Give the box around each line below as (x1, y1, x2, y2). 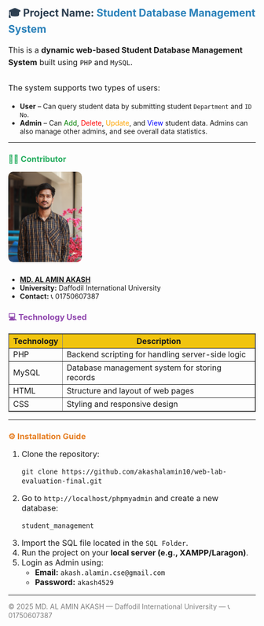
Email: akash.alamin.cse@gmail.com (35, 567, 166, 578)
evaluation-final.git (21, 477, 102, 485)
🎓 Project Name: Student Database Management (8, 6, 256, 20)
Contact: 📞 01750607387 (19, 291, 100, 301)
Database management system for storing (66, 362, 222, 373)
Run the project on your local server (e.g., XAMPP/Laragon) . (21, 547, 249, 558)
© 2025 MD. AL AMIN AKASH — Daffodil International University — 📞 (8, 602, 230, 611)
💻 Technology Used (8, 312, 87, 323)
